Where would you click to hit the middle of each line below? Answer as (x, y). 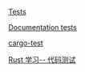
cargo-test (26, 43)
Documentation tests (43, 27)
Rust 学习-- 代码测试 (42, 59)
